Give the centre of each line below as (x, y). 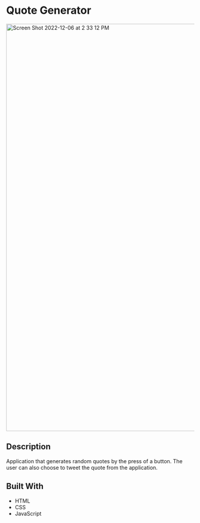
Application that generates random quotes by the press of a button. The (95, 461)
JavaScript (28, 513)
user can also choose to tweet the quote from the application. (82, 467)
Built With (25, 486)
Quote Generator (49, 10)
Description (28, 447)
